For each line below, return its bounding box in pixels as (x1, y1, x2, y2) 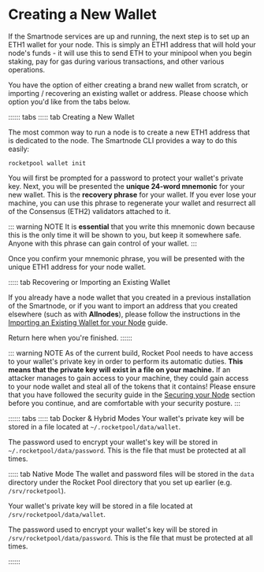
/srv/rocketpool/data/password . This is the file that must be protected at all (8, 533, 254, 542)
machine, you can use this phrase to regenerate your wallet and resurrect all (8, 198, 256, 208)
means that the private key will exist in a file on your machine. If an (8, 364, 231, 375)
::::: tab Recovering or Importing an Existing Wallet (8, 277, 171, 286)
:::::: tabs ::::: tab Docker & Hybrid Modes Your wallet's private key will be (8, 413, 244, 423)
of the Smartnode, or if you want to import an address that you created (8, 301, 238, 310)
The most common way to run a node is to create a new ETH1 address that (8, 127, 251, 137)
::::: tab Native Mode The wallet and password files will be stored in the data (8, 469, 255, 478)
